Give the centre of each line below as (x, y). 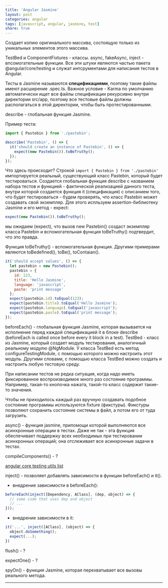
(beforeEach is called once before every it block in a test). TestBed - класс (82, 337)
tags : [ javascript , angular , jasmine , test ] (52, 24)
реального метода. (25, 575)
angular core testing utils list (34, 466)
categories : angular (27, 19)
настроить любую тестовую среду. (43, 364)
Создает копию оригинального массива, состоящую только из (72, 43)
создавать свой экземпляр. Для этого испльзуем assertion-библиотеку (82, 202)
